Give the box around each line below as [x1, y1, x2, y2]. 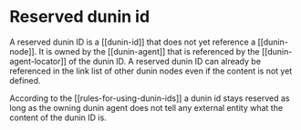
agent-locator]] [9, 55, 67, 66]
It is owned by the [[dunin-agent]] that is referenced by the [38, 45, 260, 56]
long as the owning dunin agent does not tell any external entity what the [9, 102, 284, 113]
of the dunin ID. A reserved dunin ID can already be [67, 55, 262, 66]
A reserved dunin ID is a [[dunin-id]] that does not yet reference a [9, 36, 256, 47]
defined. [9, 75, 41, 85]
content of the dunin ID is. [9, 112, 107, 123]
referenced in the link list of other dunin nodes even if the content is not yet [9, 65, 293, 76]
